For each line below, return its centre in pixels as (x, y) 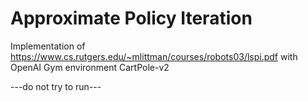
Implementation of (48, 46)
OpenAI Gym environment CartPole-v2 (90, 67)
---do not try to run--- (56, 86)
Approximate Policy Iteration (131, 18)
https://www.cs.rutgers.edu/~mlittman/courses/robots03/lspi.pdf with (154, 56)
